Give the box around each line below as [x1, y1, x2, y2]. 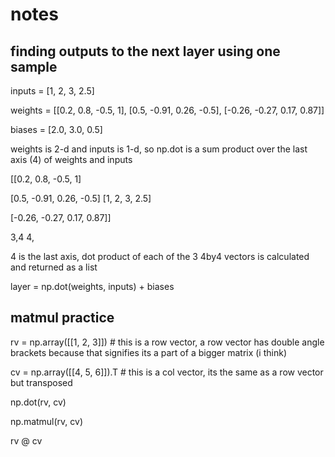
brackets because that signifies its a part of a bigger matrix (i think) [10, 346, 288, 358]
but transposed [10, 376, 73, 388]
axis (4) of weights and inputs [10, 154, 133, 165]
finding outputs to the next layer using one [10, 43, 281, 60]
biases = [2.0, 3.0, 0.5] [10, 124, 103, 135]
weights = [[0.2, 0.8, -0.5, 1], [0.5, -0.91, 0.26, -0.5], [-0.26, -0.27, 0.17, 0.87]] [10, 104, 325, 116]
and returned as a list [10, 261, 98, 273]
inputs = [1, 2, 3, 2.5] [10, 85, 95, 97]
